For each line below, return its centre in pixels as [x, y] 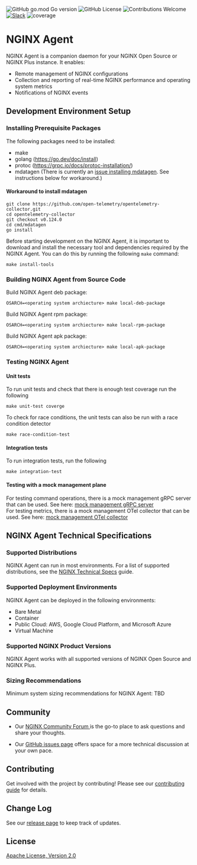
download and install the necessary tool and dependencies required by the [97, 247]
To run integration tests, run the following [56, 461]
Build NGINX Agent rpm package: [47, 314]
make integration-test [34, 472]
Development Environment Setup [69, 111]
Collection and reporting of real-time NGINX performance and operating [102, 80]
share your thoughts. [40, 733]
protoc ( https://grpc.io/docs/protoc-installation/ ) [74, 165]
